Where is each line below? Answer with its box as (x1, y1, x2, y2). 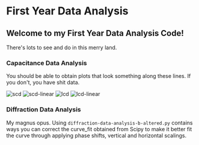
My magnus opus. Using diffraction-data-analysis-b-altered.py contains (6, 119, 193, 126)
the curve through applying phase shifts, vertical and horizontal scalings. (6, 132, 187, 139)
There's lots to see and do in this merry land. (6, 44, 117, 51)
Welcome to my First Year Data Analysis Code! (6, 28, 185, 38)
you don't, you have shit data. (6, 79, 80, 86)
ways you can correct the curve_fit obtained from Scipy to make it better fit (6, 125, 192, 132)
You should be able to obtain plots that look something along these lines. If (6, 72, 191, 80)
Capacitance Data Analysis (6, 59, 87, 67)
